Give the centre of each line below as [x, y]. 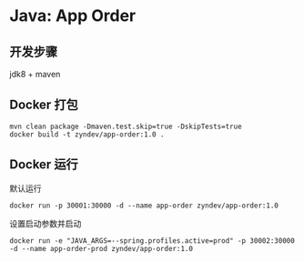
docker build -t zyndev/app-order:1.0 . [87, 134]
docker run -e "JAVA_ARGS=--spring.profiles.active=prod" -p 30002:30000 [152, 241]
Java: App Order [73, 16]
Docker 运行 [44, 165]
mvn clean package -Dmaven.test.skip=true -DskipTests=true [126, 126]
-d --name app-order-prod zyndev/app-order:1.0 [101, 248]
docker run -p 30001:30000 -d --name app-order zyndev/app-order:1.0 [144, 206]
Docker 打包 [44, 105]
